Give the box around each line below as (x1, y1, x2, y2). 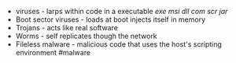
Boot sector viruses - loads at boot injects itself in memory (15, 15, 206, 24)
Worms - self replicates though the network (15, 31, 157, 40)
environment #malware (15, 48, 91, 57)
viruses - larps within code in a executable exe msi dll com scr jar (15, 7, 228, 16)
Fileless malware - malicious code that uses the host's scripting (15, 40, 223, 49)
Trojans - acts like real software (15, 23, 118, 32)
